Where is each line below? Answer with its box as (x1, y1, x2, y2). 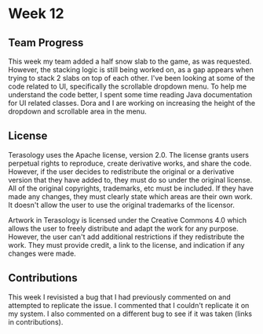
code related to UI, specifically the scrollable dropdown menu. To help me (8, 82, 247, 91)
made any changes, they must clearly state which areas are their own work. (8, 191, 253, 201)
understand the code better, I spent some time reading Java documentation (8, 90, 253, 99)
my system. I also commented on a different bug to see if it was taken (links (8, 309, 253, 318)
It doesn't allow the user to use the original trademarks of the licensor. (8, 200, 236, 209)
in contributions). (8, 317, 64, 326)
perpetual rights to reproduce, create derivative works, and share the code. (8, 158, 252, 168)
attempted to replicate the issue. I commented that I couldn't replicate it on (8, 300, 250, 310)
